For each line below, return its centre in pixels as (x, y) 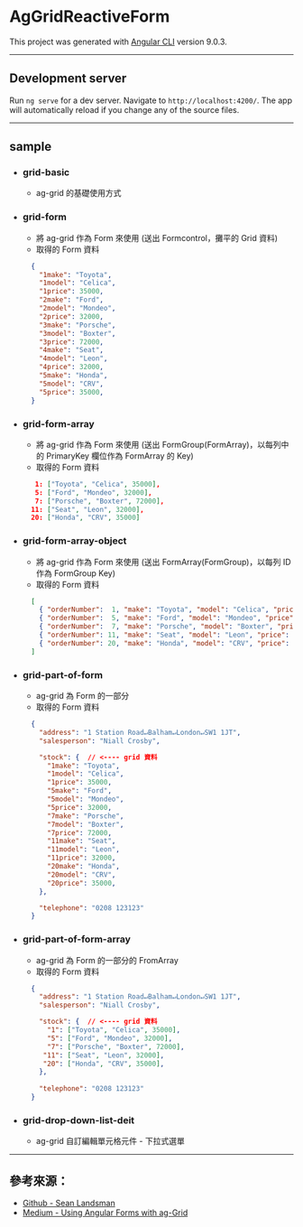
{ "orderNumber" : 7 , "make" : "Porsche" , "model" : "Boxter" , (156, 627)
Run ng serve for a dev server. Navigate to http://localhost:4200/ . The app (151, 100)
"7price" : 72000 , (79, 832)
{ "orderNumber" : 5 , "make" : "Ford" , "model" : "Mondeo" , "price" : (168, 618)
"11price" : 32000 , (81, 858)
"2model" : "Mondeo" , (78, 309)
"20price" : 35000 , (81, 883)
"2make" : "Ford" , (72, 300)
